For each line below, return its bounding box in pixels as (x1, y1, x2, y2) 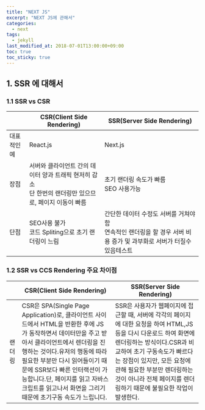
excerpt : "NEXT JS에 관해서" (6, 15, 75, 21)
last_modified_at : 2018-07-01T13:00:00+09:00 (6, 43, 124, 49)
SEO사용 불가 (29, 219, 66, 228)
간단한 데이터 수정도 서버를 (104, 210, 177, 218)
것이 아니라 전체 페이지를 (115, 375, 182, 383)
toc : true (6, 49, 32, 55)
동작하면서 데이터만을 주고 (29, 329, 100, 337)
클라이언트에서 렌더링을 (34, 338, 99, 347)
